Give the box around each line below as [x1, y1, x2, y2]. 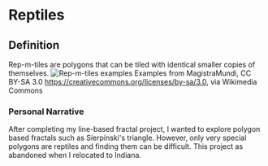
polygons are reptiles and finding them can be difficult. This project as [8, 142, 244, 151]
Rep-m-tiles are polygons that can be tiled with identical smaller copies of [8, 59, 256, 69]
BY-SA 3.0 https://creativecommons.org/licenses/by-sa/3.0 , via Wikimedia [8, 77, 257, 86]
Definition [8, 38, 59, 52]
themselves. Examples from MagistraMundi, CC [8, 68, 252, 78]
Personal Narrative [8, 106, 84, 117]
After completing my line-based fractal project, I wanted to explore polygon [8, 124, 261, 134]
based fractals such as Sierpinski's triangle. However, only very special [8, 133, 247, 143]
